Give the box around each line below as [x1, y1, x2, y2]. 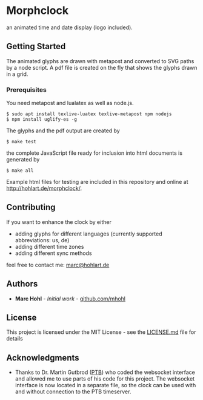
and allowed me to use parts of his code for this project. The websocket [15, 375, 195, 382]
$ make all [6, 168, 34, 174]
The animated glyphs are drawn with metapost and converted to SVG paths [6, 57, 195, 64]
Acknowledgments [6, 353, 80, 363]
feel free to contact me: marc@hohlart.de [6, 261, 110, 268]
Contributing [6, 202, 56, 212]
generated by [6, 156, 40, 163]
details [6, 335, 23, 342]
